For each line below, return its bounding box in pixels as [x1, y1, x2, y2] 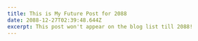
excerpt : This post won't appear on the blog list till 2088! [7, 23, 193, 30]
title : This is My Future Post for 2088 [7, 10, 128, 17]
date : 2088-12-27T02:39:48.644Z [7, 17, 102, 24]
